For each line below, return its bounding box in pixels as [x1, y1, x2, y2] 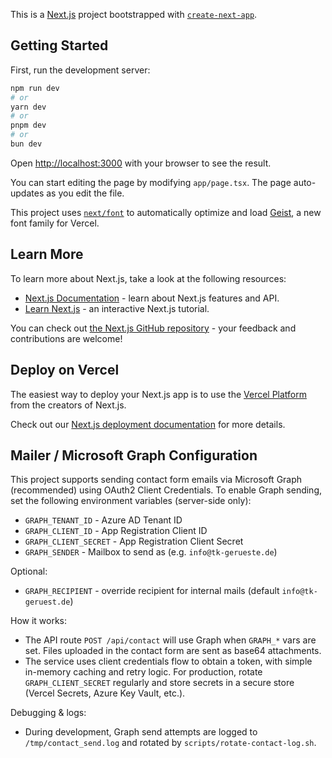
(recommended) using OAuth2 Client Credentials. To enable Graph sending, [10, 484, 323, 496]
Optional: [10, 565, 48, 578]
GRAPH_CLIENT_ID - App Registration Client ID [24, 525, 208, 537]
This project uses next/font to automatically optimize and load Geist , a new [10, 206, 322, 218]
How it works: [10, 615, 68, 627]
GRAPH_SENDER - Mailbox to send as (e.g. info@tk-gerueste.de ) [24, 546, 278, 558]
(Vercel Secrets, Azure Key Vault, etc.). [24, 687, 186, 699]
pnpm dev [10, 120, 47, 131]
